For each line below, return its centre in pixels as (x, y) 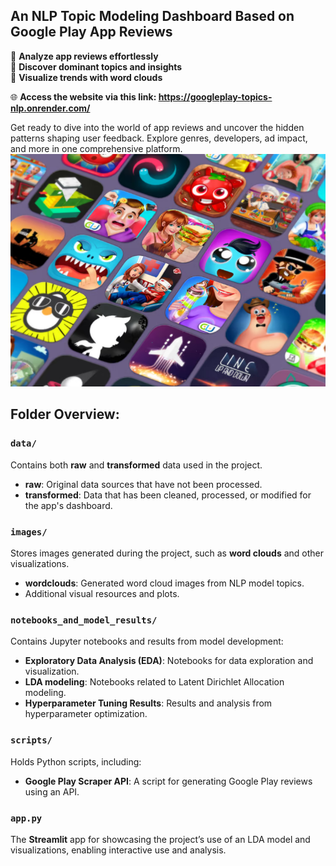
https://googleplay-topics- (215, 96)
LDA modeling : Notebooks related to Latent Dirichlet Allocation (154, 682)
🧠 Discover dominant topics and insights (96, 66)
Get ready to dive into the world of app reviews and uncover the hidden (157, 127)
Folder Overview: (65, 414)
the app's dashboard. (68, 505)
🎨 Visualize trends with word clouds (86, 77)
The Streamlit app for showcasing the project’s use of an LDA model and (160, 839)
